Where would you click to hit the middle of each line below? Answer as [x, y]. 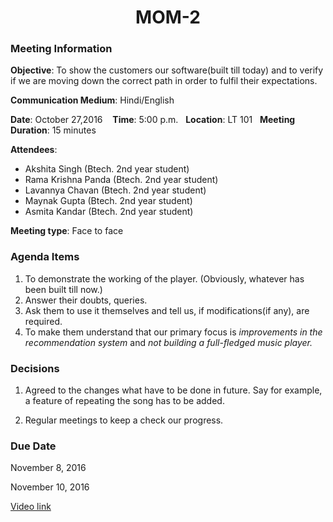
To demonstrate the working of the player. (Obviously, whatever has [164, 278]
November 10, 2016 [50, 487]
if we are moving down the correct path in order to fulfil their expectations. [164, 81]
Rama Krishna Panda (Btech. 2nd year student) [121, 180]
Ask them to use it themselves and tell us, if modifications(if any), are [167, 310]
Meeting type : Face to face [67, 231]
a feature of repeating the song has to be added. [124, 401]
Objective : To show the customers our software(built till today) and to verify [167, 70]
